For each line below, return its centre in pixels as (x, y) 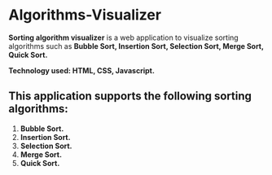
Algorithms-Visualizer (85, 15)
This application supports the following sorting (130, 96)
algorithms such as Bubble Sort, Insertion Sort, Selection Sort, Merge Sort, (136, 46)
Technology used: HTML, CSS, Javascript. (81, 70)
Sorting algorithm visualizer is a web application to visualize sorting (123, 37)
